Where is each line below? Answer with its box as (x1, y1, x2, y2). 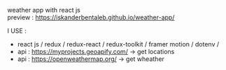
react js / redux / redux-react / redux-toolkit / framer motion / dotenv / (17, 40, 220, 48)
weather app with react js (7, 6, 80, 14)
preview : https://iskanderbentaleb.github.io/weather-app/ (7, 13, 175, 21)
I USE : (7, 27, 27, 35)
